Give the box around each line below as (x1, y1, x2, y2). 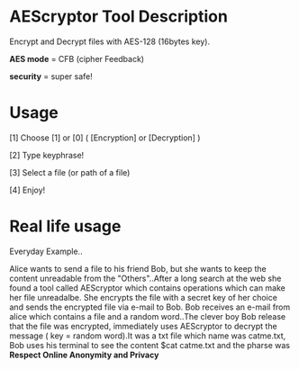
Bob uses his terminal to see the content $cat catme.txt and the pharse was (9, 339, 291, 350)
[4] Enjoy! (9, 184, 46, 195)
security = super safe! (9, 70, 93, 82)
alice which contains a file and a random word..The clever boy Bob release (9, 310, 286, 321)
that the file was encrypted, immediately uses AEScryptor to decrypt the (9, 320, 277, 331)
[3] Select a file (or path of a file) (9, 166, 131, 177)
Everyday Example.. (9, 246, 83, 256)
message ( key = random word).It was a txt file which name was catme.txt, (9, 330, 286, 341)
